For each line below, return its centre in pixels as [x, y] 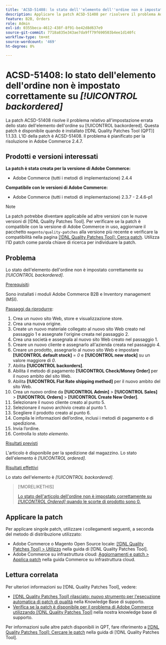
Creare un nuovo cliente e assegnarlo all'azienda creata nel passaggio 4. [86, 345]
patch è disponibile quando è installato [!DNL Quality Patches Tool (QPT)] [80, 131]
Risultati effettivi [22, 468]
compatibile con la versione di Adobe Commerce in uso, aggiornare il [76, 227]
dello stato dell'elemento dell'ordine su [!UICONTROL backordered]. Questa [82, 125]
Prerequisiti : [18, 285]
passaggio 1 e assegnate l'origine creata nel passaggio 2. [71, 334]
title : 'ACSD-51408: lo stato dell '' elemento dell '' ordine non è [74, 10]
